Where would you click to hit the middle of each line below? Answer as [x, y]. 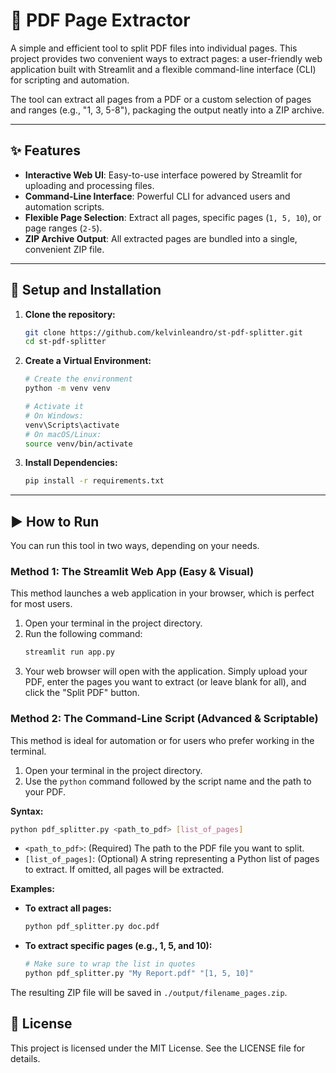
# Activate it [54, 407]
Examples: [32, 889]
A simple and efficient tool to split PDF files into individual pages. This [154, 48]
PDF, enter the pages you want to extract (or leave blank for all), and [165, 682]
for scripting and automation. [70, 80]
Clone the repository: [70, 314]
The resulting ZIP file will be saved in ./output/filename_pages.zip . [149, 993]
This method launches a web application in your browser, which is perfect [162, 593]
